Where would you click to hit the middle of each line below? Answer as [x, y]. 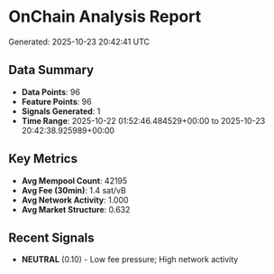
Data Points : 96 [50, 91]
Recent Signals [52, 237]
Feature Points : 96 [56, 101]
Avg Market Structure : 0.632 [76, 209]
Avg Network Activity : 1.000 [75, 200]
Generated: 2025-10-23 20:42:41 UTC [79, 42]
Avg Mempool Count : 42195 [74, 180]
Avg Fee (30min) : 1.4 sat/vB [74, 190]
